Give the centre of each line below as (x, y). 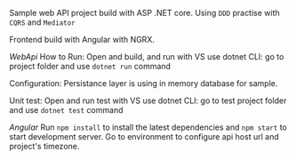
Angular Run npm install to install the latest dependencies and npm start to (148, 127)
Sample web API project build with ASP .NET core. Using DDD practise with (144, 13)
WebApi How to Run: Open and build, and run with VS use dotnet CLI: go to (147, 56)
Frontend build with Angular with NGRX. (82, 40)
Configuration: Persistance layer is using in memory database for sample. (144, 83)
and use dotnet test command (66, 110)
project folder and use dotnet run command (90, 66)
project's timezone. (44, 146)
